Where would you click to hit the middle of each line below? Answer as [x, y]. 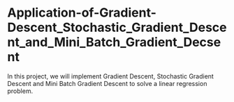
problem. [20, 91]
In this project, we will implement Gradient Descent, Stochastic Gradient [111, 76]
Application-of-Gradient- [82, 13]
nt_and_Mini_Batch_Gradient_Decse [114, 42]
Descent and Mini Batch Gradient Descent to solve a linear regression [107, 83]
